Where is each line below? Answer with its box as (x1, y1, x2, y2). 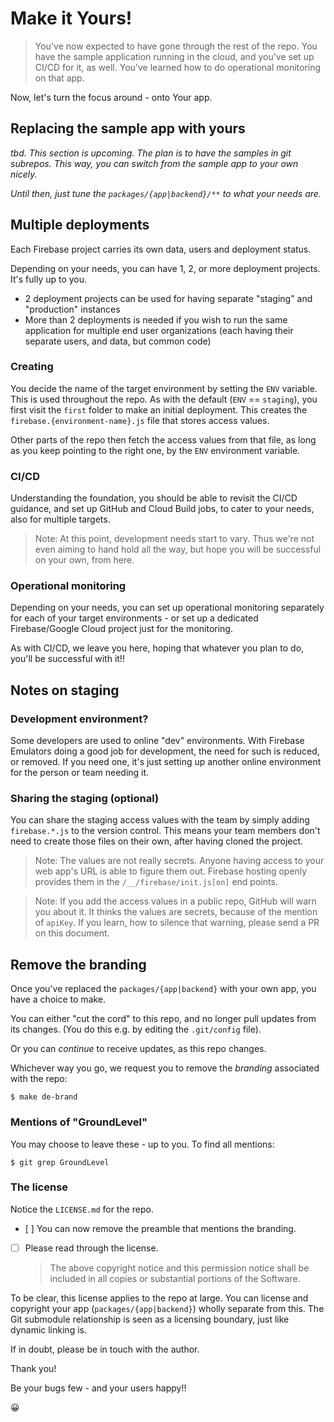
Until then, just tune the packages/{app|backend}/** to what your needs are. (10, 187, 322, 199)
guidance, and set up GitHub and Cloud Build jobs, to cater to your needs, (10, 503, 315, 515)
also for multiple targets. (10, 513, 111, 526)
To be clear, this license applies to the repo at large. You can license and (10, 1292, 309, 1304)
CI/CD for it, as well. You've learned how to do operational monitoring (34, 61, 322, 73)
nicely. (10, 168, 38, 180)
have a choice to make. (10, 993, 107, 1006)
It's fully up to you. (10, 273, 88, 285)
